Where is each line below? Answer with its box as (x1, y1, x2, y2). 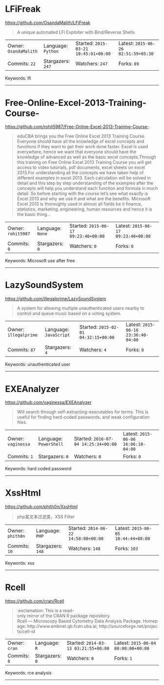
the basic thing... (17, 211, 51, 217)
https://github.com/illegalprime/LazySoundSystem (5, 295, 106, 301)
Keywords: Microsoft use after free (5, 258, 75, 263)
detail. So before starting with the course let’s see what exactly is (17, 190, 148, 197)
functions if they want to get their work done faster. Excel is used (17, 144, 148, 150)
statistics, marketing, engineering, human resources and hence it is (17, 206, 152, 212)
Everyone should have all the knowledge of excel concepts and (17, 138, 144, 144)
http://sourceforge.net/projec (99, 623, 158, 629)
